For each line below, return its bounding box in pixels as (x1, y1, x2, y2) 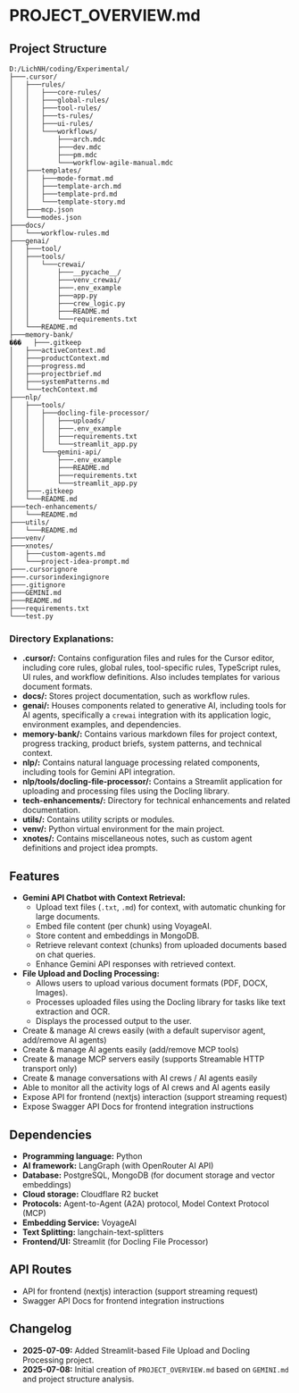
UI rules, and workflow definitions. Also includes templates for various (21, 672, 280, 683)
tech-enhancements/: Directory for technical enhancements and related (21, 795, 291, 806)
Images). (35, 987, 69, 998)
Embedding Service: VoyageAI (21, 1217, 137, 1228)
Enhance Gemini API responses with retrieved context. (35, 959, 237, 969)
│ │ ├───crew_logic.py (9, 299, 126, 308)
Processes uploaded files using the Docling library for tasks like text (35, 997, 286, 1008)
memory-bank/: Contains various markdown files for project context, (21, 729, 278, 740)
